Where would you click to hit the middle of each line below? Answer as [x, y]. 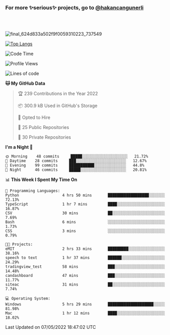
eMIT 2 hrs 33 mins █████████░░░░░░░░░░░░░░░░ [85, 249]
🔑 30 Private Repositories [44, 137]
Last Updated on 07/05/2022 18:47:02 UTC [51, 327]
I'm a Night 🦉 [19, 147]
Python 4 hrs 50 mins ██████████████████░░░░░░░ [85, 195]
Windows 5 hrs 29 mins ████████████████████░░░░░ [85, 304]
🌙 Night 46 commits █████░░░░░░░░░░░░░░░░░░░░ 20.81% [76, 170]
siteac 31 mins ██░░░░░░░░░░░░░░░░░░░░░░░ [85, 285]
